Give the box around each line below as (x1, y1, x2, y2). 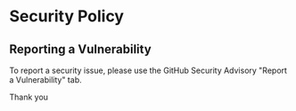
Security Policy (9, 6, 125, 27)
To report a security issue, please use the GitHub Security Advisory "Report (9, 65, 288, 75)
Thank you (9, 91, 49, 102)
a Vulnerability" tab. (9, 75, 82, 85)
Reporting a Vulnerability (9, 42, 152, 57)
